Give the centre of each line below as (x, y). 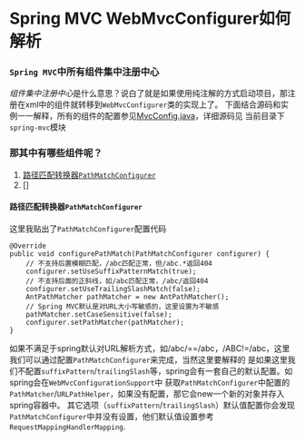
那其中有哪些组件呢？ (56, 153)
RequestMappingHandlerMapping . (68, 426)
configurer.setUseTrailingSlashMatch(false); (113, 289)
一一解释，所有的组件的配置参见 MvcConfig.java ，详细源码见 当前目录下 (151, 116)
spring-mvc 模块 (38, 127)
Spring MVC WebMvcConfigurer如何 (150, 19)
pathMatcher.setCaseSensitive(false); (99, 314)
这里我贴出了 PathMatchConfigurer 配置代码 (88, 229)
